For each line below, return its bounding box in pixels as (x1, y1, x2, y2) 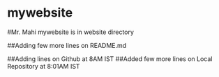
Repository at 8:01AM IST (7, 62, 80, 70)
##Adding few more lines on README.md (7, 41, 127, 49)
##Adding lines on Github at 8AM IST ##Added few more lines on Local (7, 54, 213, 63)
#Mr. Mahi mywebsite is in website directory (7, 28, 135, 36)
